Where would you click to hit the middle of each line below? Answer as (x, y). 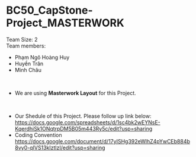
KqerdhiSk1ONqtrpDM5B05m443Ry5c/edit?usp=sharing (83, 128)
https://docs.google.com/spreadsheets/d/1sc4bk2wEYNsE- (88, 122)
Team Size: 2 (22, 39)
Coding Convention (38, 135)
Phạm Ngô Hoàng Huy (42, 57)
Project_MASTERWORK (65, 23)
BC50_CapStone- (49, 10)
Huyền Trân (29, 64)
